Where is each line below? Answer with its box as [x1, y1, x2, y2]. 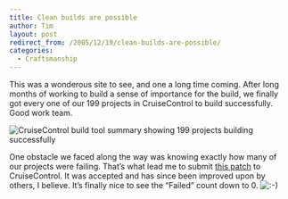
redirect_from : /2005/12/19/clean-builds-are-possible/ [9, 37, 221, 47]
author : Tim [9, 21, 53, 30]
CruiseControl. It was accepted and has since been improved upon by [9, 170, 266, 181]
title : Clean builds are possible [9, 12, 138, 22]
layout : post [9, 29, 58, 38]
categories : [9, 46, 53, 55]
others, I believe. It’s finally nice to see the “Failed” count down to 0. [9, 180, 259, 190]
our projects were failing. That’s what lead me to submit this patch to [9, 162, 261, 171]
